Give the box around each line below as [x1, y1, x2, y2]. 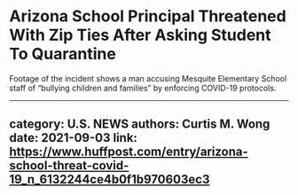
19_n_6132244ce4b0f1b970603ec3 [9, 172, 210, 187]
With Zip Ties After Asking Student [9, 25, 272, 45]
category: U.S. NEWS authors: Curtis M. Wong [9, 117, 271, 132]
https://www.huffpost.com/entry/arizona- [9, 144, 248, 160]
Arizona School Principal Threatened [9, 6, 286, 27]
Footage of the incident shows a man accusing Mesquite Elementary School [9, 73, 287, 83]
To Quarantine [9, 44, 117, 64]
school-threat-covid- [9, 158, 129, 174]
